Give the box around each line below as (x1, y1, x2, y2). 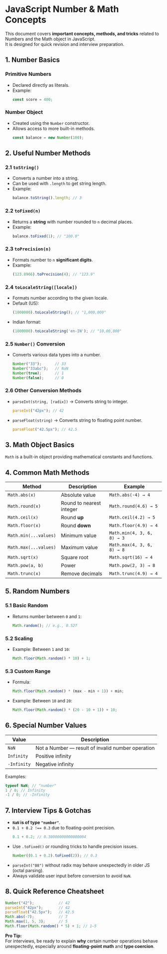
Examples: (5, 773, 26, 779)
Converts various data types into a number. (12, 351, 101, 357)
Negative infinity (35, 760, 74, 767)
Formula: (12, 679, 31, 685)
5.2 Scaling (5, 635, 33, 642)
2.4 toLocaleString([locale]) (5, 284, 78, 291)
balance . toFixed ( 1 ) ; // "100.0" (12, 234, 80, 239)
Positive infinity (35, 752, 72, 759)
